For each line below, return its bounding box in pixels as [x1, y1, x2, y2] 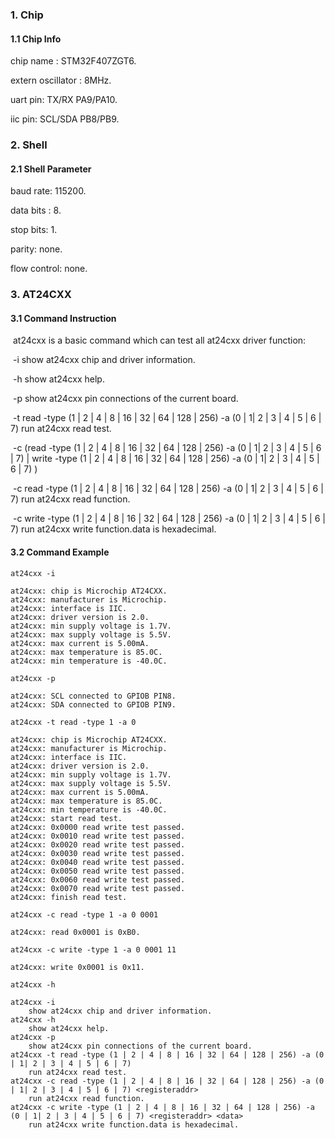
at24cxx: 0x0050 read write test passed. [10, 866, 186, 876]
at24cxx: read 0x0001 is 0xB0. [10, 927, 141, 937]
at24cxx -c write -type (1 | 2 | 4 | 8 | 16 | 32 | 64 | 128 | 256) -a [10, 1102, 315, 1112]
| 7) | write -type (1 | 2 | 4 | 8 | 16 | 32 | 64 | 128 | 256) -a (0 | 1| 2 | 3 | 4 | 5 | [10, 453, 320, 465]
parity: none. [10, 243, 63, 255]
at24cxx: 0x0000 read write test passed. [10, 822, 186, 832]
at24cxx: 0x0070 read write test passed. [10, 883, 186, 893]
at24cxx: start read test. [10, 813, 123, 823]
